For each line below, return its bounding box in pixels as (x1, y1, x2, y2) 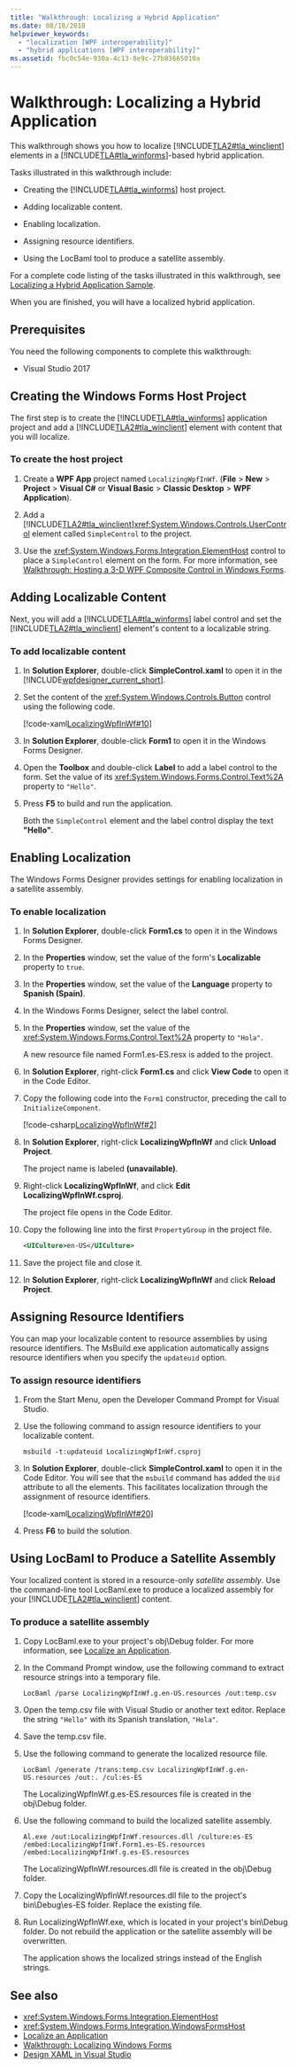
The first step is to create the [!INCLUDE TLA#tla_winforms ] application (10, 412, 268, 423)
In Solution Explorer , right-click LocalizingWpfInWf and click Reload (22, 1274, 276, 1285)
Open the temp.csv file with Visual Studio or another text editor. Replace (22, 1705, 286, 1715)
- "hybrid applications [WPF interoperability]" (18, 46, 201, 55)
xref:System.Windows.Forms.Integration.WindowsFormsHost (22, 2020, 246, 2031)
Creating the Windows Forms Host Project (10, 389, 247, 404)
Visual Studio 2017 (22, 363, 91, 373)
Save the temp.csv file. (22, 1731, 107, 1742)
